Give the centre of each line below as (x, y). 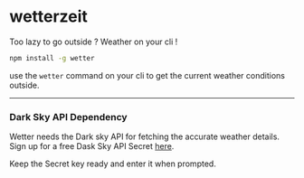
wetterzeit (49, 17)
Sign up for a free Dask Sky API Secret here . (92, 146)
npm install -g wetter (52, 58)
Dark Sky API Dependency (69, 117)
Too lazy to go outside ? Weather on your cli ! (94, 42)
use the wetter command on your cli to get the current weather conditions (147, 75)
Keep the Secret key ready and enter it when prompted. (113, 164)
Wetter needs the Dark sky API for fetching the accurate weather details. (145, 136)
